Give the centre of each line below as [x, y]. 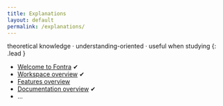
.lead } [17, 53]
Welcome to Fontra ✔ [47, 67]
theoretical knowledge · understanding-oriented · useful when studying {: [112, 46]
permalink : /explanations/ [46, 26]
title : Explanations [37, 14]
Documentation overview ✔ [56, 89]
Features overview [44, 82]
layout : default [30, 20]
